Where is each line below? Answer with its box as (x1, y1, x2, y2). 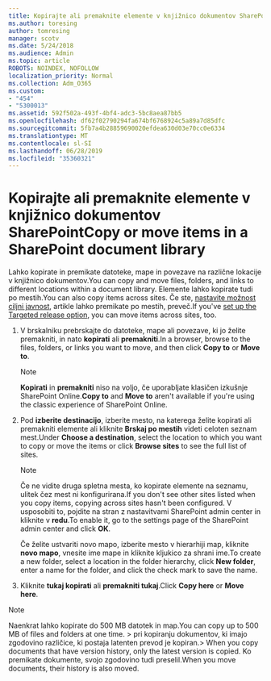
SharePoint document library (8, 240, 206, 259)
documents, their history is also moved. (8, 663, 140, 674)
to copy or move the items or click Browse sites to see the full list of (19, 441, 248, 451)
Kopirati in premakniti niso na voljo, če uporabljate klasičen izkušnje (19, 382, 248, 392)
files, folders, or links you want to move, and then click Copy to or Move (19, 343, 261, 353)
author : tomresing (8, 27, 70, 35)
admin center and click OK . (19, 524, 111, 533)
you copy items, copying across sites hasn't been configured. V (19, 498, 232, 508)
